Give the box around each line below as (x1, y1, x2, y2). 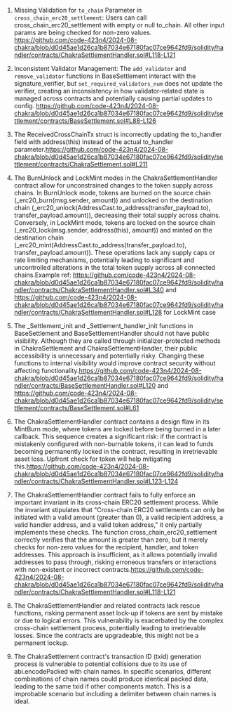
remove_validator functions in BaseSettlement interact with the (13, 72, 196, 80)
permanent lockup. (13, 639, 69, 647)
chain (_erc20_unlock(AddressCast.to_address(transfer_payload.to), (13, 204, 211, 211)
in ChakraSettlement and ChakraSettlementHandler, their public (13, 344, 198, 352)
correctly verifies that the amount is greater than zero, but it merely (13, 535, 208, 544)
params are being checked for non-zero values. (13, 28, 152, 37)
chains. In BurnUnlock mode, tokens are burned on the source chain (13, 189, 212, 197)
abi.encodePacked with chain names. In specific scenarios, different (13, 667, 212, 675)
